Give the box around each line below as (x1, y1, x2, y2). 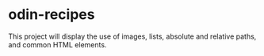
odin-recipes (8, 6, 95, 24)
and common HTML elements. (8, 39, 107, 49)
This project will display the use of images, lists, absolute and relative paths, (8, 32, 257, 41)
